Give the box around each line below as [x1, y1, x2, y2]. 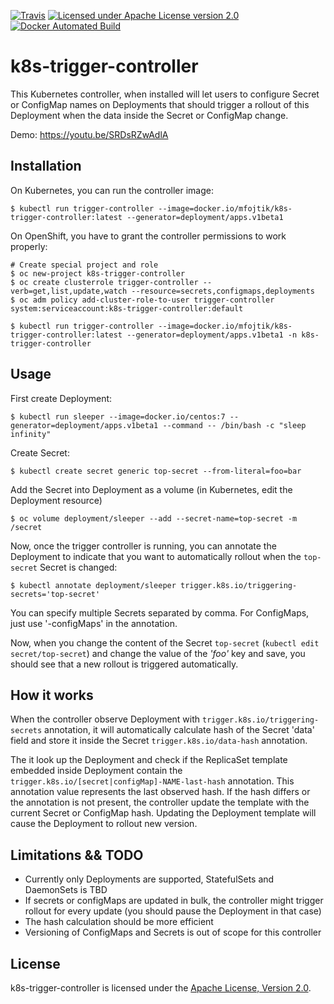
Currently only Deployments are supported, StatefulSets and [24, 873, 275, 885]
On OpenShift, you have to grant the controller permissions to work [10, 230, 287, 242]
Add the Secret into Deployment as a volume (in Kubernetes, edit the [10, 483, 293, 495]
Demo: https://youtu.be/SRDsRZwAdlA [10, 128, 169, 140]
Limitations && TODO [10, 846, 144, 864]
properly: [10, 240, 48, 252]
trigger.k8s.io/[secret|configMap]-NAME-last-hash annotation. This [10, 775, 295, 787]
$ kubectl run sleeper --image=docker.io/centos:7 [10, 411, 226, 422]
